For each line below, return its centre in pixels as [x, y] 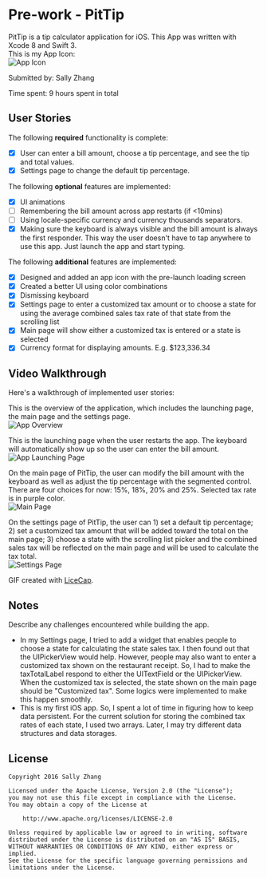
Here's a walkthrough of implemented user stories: [92, 393]
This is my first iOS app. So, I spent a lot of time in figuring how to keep [136, 708]
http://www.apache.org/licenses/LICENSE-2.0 [98, 819]
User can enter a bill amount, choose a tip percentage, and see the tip [134, 152]
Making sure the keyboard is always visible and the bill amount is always [139, 229]
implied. [23, 853]
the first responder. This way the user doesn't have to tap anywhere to [135, 238]
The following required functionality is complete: [88, 137]
